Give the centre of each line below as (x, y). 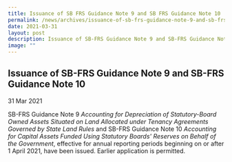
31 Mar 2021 (25, 101)
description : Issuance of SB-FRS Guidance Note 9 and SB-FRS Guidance (111, 39)
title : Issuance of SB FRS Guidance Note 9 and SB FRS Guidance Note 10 (114, 13)
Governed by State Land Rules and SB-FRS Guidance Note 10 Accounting (112, 129)
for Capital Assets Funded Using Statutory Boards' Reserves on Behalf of (112, 136)
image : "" (22, 45)
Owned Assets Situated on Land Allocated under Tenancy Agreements (108, 121)
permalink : (23, 20)
